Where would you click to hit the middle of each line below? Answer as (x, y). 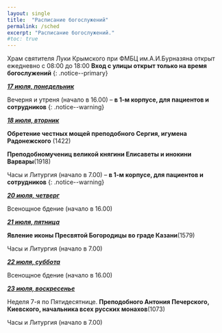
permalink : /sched (33, 26)
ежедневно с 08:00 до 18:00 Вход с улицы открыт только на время (107, 66)
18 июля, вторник (33, 120)
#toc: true (23, 39)
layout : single (29, 13)
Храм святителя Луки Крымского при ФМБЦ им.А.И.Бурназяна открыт (111, 58)
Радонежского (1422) (39, 141)
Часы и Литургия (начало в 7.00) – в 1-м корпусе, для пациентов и (106, 175)
